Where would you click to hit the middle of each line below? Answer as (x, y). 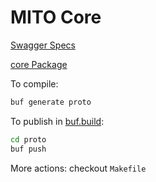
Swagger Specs (43, 45)
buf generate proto (51, 102)
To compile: (34, 83)
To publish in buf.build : (57, 121)
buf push (28, 149)
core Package (39, 64)
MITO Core (56, 17)
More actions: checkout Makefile (78, 168)
